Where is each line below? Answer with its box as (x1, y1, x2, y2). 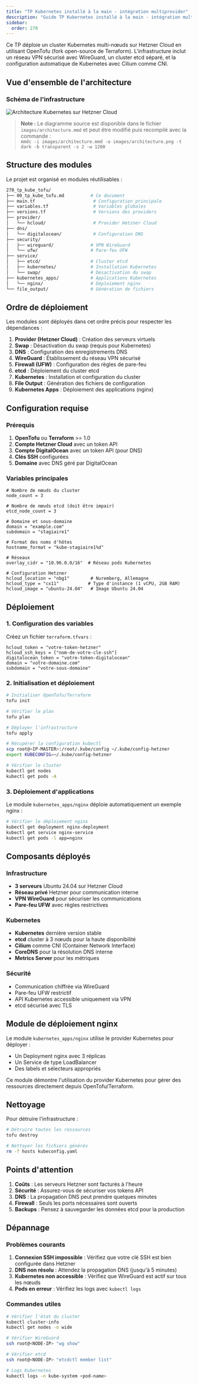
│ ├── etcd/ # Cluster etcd (6, 258, 128, 265)
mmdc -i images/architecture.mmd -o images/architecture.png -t (20, 138, 182, 145)
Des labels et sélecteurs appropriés (14, 1065, 101, 1072)
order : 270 (11, 25, 38, 31)
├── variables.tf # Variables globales (6, 203, 146, 210)
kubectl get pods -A (6, 773, 57, 779)
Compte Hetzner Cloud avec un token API (14, 440, 118, 447)
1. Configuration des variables (6, 619, 94, 628)
